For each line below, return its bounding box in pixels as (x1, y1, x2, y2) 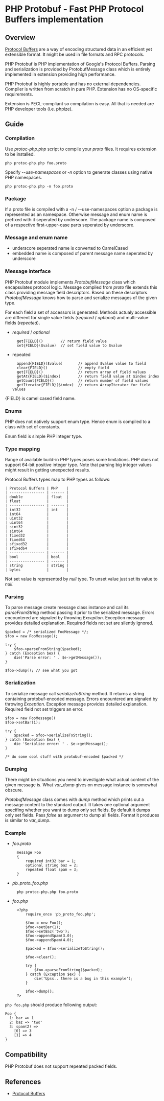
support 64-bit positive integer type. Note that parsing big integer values (5, 462, 152, 468)
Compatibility (5, 1050, 47, 1058)
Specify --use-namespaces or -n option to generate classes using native (5, 169, 153, 175)
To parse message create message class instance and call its (5, 605, 129, 610)
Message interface (5, 268, 51, 275)
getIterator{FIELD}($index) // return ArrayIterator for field (17, 382, 151, 387)
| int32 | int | (5, 508, 69, 513)
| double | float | (5, 494, 69, 500)
